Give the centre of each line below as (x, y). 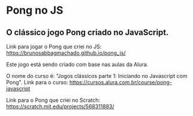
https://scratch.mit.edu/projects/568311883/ (60, 106)
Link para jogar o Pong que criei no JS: (54, 46)
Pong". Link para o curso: (37, 82)
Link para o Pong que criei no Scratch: (53, 100)
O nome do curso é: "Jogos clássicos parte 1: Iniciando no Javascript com (97, 76)
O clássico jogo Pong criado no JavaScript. (88, 32)
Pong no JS (35, 10)
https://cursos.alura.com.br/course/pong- (121, 82)
